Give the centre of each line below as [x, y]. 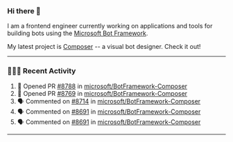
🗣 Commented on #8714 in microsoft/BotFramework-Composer [109, 101]
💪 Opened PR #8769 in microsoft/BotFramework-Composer [102, 93]
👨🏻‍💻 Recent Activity [42, 71]
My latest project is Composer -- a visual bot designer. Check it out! [104, 47]
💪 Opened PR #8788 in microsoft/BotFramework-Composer [102, 86]
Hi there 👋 [24, 11]
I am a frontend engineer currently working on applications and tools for [110, 26]
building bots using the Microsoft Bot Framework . [78, 33]
